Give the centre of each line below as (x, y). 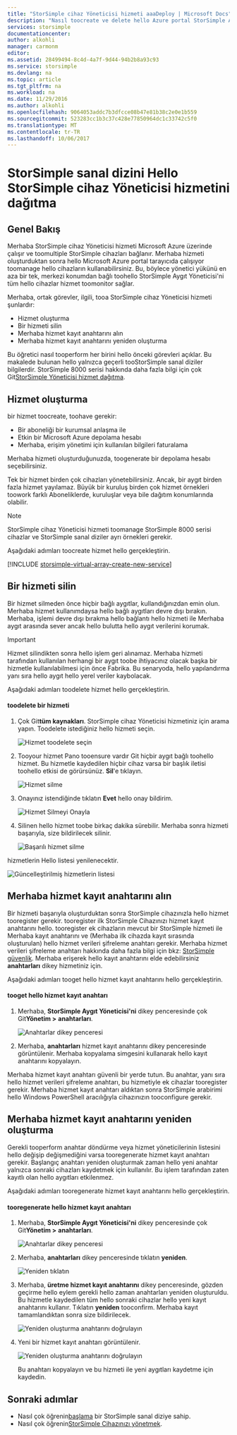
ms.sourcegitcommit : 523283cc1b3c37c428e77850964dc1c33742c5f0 (102, 118)
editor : (19, 54)
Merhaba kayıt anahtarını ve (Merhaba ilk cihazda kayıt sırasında (101, 936)
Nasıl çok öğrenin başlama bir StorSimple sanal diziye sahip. (104, 1416)
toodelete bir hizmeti (38, 705)
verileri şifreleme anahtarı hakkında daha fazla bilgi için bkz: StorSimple (111, 951)
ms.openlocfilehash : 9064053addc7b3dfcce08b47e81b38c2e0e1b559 (102, 112)
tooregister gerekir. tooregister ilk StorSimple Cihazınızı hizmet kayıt (106, 920)
